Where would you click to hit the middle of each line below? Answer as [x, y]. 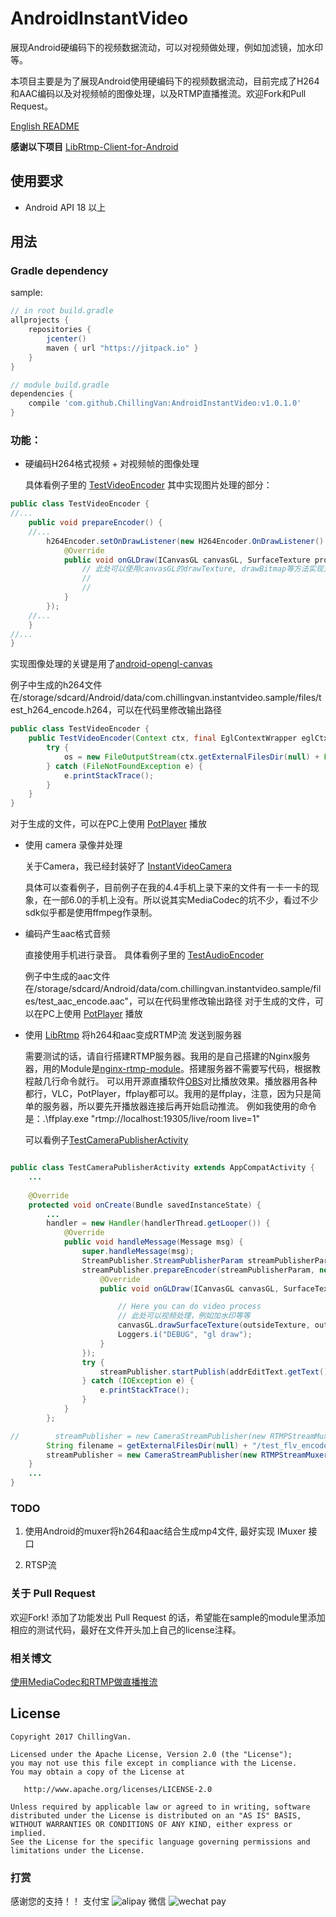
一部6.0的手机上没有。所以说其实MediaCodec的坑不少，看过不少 [185, 900]
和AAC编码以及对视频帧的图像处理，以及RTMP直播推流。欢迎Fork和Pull [158, 93]
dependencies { [42, 394]
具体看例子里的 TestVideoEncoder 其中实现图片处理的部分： [148, 485]
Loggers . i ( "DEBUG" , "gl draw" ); [185, 1335]
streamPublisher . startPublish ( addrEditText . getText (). [216, 1372]
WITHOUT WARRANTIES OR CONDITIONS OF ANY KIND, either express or [151, 1824]
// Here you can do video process [189, 1307]
